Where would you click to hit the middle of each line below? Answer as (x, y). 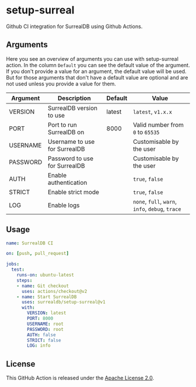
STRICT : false (44, 340)
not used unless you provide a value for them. (61, 84)
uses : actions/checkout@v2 (54, 291)
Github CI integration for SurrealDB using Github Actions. (74, 26)
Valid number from (158, 125)
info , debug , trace (157, 209)
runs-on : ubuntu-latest (45, 275)
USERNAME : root (45, 324)
